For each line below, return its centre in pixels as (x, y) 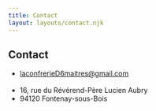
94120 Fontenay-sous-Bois (63, 98)
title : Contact (33, 15)
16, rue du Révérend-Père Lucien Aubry (84, 91)
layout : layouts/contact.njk (56, 23)
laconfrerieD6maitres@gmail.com (74, 74)
